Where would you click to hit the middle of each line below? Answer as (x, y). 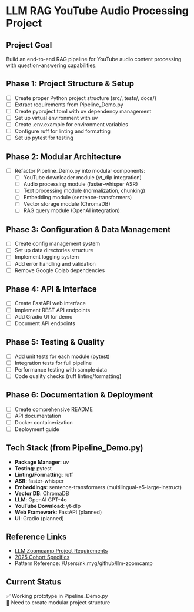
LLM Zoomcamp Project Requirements (61, 551)
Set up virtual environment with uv (56, 118)
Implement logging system (47, 257)
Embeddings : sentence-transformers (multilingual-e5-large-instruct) (98, 487)
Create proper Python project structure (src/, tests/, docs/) (86, 98)
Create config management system (57, 244)
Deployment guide (37, 429)
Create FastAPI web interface (50, 303)
